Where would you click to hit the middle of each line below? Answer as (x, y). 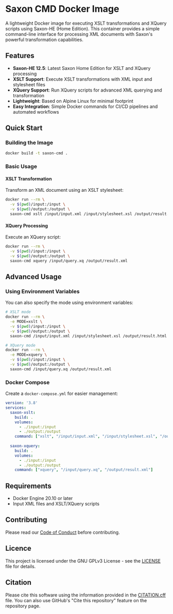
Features (20, 56)
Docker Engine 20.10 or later (43, 498)
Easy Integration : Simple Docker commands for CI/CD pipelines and (85, 106)
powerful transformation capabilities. (44, 40)
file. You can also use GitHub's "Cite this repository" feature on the (76, 600)
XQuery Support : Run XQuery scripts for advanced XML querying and (87, 90)
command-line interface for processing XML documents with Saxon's (79, 34)
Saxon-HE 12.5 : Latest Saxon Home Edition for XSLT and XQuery (82, 68)
